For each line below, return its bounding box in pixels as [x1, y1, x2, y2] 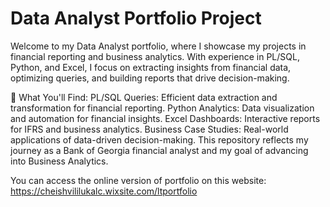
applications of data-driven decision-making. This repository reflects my [10, 133, 309, 146]
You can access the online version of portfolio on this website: [10, 174, 267, 186]
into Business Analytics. [10, 155, 109, 167]
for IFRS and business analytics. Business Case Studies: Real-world [10, 123, 289, 135]
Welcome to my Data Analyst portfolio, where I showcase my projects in [10, 40, 307, 52]
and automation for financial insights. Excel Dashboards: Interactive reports [10, 112, 321, 124]
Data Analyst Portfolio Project [10, 7, 262, 30]
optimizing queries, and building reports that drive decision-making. [10, 72, 290, 84]
